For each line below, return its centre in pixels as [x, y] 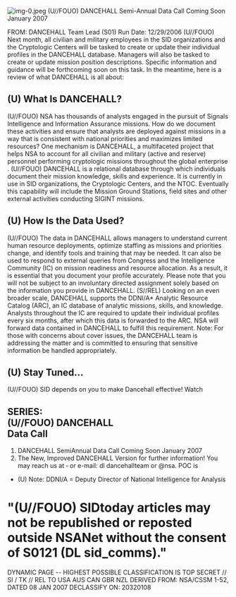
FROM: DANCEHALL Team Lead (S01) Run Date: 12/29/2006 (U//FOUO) [111, 32]
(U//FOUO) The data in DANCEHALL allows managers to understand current [117, 238]
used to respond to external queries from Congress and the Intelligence [111, 260]
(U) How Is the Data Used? [66, 221]
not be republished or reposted [100, 523]
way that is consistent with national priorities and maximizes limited [105, 138]
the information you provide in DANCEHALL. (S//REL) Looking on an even [113, 290]
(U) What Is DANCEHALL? [64, 99]
